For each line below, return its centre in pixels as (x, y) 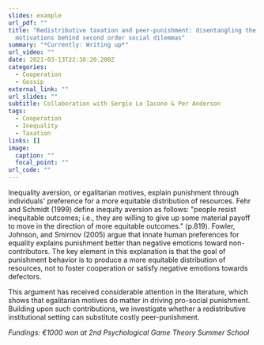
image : (19, 148)
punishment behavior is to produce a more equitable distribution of (117, 260)
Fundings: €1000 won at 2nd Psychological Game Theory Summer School (129, 332)
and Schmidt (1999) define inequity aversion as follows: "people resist (122, 209)
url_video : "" (32, 52)
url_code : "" (30, 170)
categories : (28, 67)
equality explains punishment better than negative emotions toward (118, 243)
